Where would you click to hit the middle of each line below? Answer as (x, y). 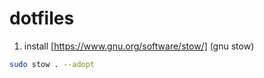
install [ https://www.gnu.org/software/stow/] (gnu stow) (139, 46)
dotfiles (42, 18)
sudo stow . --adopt (52, 64)
